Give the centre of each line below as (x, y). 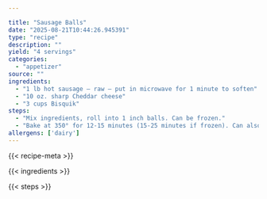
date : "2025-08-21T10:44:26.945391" (69, 30)
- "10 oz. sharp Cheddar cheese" (71, 96)
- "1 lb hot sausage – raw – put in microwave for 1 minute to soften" (137, 89)
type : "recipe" (33, 37)
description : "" (35, 44)
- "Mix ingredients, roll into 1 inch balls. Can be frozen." (120, 119)
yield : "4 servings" (43, 52)
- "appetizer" (39, 67)
